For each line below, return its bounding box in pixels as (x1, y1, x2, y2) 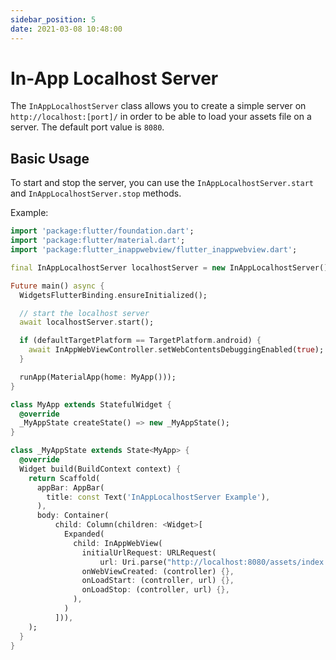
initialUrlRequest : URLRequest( (81, 547, 217, 558)
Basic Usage (10, 150, 90, 167)
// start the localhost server (19, 308, 150, 318)
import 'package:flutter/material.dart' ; (10, 236, 186, 246)
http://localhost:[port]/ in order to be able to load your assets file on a (10, 111, 312, 123)
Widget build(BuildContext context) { (19, 464, 182, 474)
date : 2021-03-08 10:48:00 (10, 24, 123, 34)
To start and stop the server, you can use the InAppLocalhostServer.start (10, 177, 314, 189)
